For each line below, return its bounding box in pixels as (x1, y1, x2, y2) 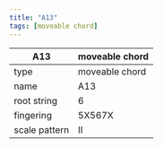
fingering (13, 109, 52, 121)
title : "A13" (9, 13, 58, 22)
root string (13, 94, 58, 107)
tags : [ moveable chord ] (9, 22, 99, 30)
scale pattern (13, 123, 70, 135)
